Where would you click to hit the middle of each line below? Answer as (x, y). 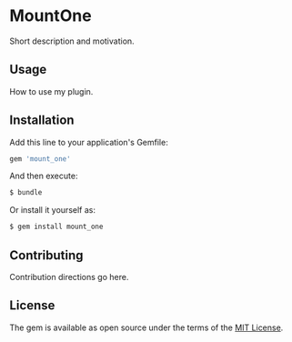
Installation (42, 121)
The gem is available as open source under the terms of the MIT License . (146, 327)
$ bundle (26, 193)
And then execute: (44, 176)
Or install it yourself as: (52, 210)
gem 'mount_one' (40, 159)
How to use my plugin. (51, 91)
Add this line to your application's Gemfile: (89, 142)
